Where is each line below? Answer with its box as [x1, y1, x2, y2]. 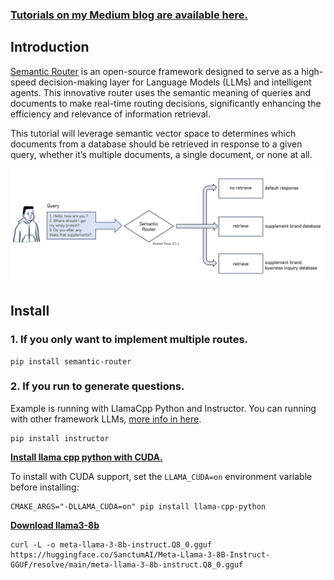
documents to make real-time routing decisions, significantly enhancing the [10, 97, 322, 109]
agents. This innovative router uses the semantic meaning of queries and [10, 86, 311, 98]
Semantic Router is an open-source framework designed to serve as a [10, 65, 300, 77]
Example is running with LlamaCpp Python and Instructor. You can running [10, 402, 317, 414]
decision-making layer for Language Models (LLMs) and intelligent [38, 76, 312, 88]
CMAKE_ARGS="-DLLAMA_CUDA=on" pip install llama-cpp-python [10, 501, 267, 512]
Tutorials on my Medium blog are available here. [10, 8, 248, 22]
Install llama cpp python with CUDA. [10, 451, 163, 463]
